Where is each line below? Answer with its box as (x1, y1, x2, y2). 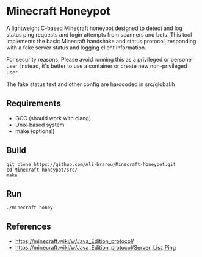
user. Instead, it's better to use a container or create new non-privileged (6, 62, 187, 70)
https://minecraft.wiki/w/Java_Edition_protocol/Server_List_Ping (15, 244, 176, 252)
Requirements (6, 98, 61, 109)
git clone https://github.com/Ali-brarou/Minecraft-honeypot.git (6, 161, 176, 167)
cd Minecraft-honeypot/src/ (6, 167, 78, 173)
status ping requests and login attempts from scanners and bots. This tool (6, 31, 192, 38)
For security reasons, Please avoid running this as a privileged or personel (6, 56, 193, 63)
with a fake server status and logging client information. (6, 44, 146, 51)
